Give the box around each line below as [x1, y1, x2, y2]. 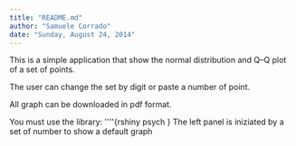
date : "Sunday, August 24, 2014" [9, 30, 136, 39]
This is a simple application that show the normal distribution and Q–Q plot [9, 55, 287, 66]
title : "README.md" [9, 13, 83, 23]
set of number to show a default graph [9, 126, 153, 137]
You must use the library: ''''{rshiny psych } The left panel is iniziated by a [9, 116, 285, 127]
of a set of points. [9, 64, 75, 75]
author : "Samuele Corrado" [9, 22, 111, 31]
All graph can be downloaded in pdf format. [9, 99, 172, 110]
